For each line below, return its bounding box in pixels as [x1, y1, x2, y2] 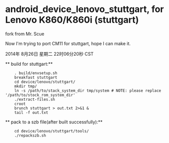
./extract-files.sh [14, 97, 55, 102]
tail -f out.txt [14, 110, 49, 115]
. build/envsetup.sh [14, 70, 58, 76]
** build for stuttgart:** [5, 61, 53, 67]
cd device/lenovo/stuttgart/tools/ [14, 128, 89, 133]
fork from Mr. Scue [5, 31, 44, 37]
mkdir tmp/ [14, 84, 37, 89]
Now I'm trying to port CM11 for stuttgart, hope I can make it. [5, 40, 131, 46]
